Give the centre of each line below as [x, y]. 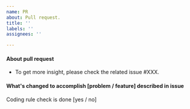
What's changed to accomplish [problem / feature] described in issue [95, 86]
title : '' [19, 23]
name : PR [17, 12]
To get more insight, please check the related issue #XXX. [87, 72]
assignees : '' [24, 34]
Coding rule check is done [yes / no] [52, 99]
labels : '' [20, 29]
